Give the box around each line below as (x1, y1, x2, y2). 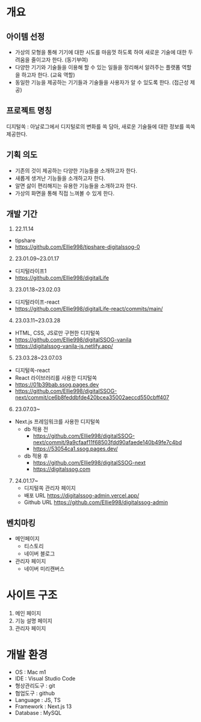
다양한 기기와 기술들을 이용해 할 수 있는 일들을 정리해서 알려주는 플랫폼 (14, 64, 181, 71)
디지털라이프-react (14, 298, 60, 305)
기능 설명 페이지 (14, 617, 52, 625)
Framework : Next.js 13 (14, 703, 72, 710)
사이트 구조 (6, 589, 58, 602)
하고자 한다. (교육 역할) (21, 71, 75, 78)
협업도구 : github (14, 689, 55, 697)
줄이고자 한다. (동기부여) (31, 56, 88, 63)
